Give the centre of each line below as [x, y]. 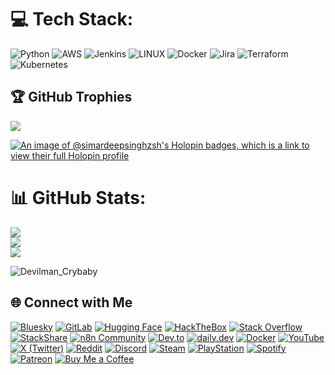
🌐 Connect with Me [71, 302]
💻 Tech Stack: [72, 19]
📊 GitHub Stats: [78, 197]
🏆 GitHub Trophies [71, 97]
